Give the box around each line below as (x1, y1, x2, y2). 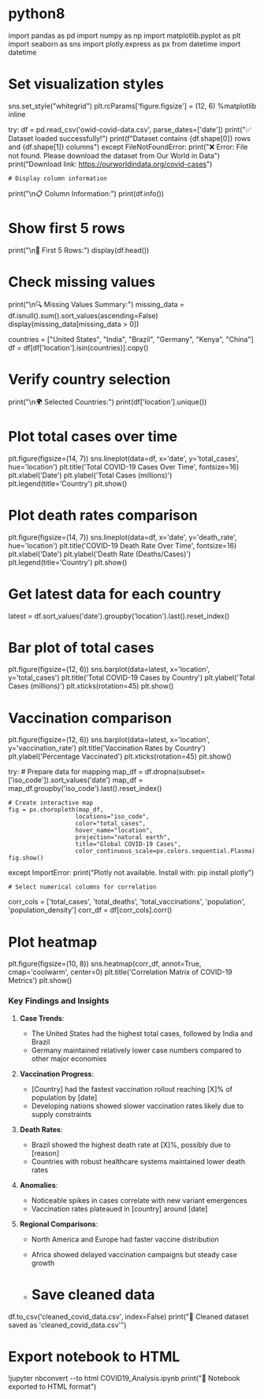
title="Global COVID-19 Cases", (75, 841, 181, 848)
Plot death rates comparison (8, 506, 199, 524)
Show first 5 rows (8, 220, 125, 237)
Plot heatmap (8, 933, 98, 951)
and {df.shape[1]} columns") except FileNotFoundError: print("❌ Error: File (8, 142, 248, 151)
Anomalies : (19, 1180, 58, 1189)
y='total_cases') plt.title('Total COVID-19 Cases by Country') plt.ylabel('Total (8, 673, 255, 682)
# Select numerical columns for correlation (8, 883, 157, 891)
